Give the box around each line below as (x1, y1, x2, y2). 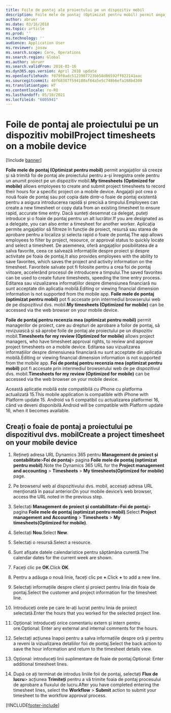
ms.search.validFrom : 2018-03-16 (6, 64, 77, 69)
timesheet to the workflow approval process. (13, 693, 107, 698)
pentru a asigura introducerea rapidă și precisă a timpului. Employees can (6, 199, 159, 205)
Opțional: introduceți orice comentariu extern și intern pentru (13, 620, 141, 626)
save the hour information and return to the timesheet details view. (13, 646, 152, 652)
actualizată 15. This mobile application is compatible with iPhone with (6, 391, 149, 398)
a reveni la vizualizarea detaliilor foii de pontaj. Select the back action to (13, 640, 162, 647)
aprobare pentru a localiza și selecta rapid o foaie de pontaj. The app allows (6, 232, 163, 238)
